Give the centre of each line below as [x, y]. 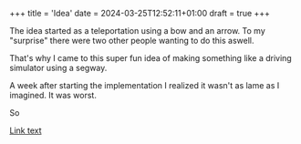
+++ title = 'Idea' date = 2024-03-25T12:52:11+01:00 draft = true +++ [140, 13]
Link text [26, 130]
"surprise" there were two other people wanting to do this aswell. [132, 41]
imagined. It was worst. [53, 95]
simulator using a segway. [58, 68]
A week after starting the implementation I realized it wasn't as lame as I [145, 85]
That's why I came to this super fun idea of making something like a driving [150, 58]
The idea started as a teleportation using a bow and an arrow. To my [138, 31]
